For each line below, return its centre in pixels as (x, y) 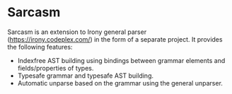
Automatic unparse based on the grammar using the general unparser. (120, 83)
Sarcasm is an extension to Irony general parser (77, 32)
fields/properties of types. (56, 68)
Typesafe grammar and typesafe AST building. (86, 76)
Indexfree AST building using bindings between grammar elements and (121, 60)
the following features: (40, 47)
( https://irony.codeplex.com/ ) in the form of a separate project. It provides (115, 39)
